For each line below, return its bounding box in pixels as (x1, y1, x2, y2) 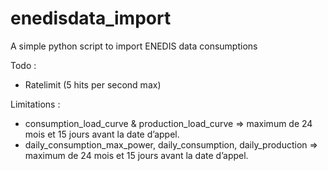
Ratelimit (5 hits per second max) (24, 78, 162, 91)
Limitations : (10, 98, 61, 110)
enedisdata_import (10, 7, 172, 30)
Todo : (10, 59, 37, 71)
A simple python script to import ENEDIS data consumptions (10, 40, 258, 52)
